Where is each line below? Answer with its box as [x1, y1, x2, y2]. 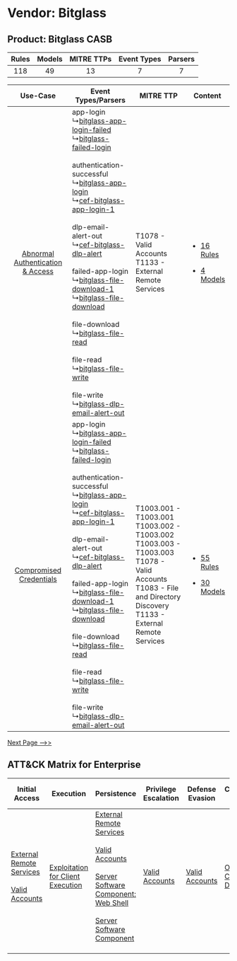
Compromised [14, 565, 62, 575]
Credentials [18, 575, 58, 584]
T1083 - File [135, 583, 179, 592]
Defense [187, 784, 217, 794]
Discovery [135, 601, 169, 610]
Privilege [145, 784, 176, 794]
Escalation [142, 793, 180, 802]
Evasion [188, 793, 216, 802]
